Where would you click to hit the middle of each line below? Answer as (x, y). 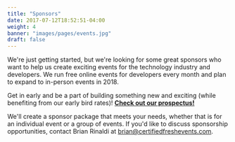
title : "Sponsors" (34, 14)
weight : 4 (22, 27)
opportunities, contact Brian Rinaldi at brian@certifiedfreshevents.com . (110, 132)
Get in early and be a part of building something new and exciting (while (112, 96)
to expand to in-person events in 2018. (63, 82)
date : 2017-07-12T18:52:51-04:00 (56, 20)
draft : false (26, 40)
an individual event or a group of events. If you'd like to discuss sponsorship (118, 124)
